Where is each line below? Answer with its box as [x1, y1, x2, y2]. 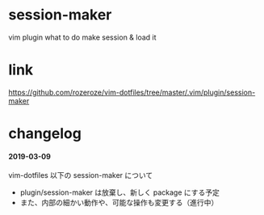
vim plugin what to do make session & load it [8, 32, 157, 42]
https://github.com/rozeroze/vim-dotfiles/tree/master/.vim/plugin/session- [8, 87, 256, 97]
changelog [8, 124, 82, 143]
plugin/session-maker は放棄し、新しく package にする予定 [19, 188, 220, 197]
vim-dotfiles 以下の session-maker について [8, 171, 153, 180]
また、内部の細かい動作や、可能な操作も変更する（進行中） [19, 198, 219, 208]
